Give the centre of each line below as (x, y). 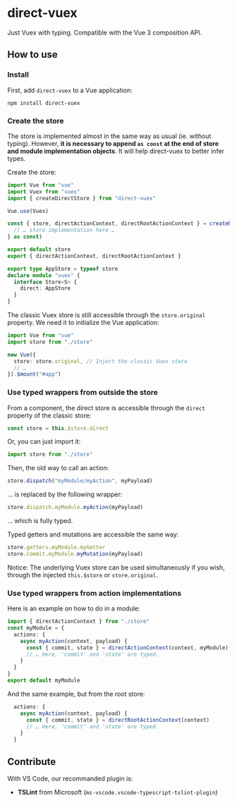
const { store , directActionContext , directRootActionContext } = (107, 223)
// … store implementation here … (64, 231)
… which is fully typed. (40, 521)
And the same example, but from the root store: (76, 694)
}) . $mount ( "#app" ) (34, 374)
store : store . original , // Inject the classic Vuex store (101, 361)
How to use (32, 55)
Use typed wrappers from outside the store (83, 393)
